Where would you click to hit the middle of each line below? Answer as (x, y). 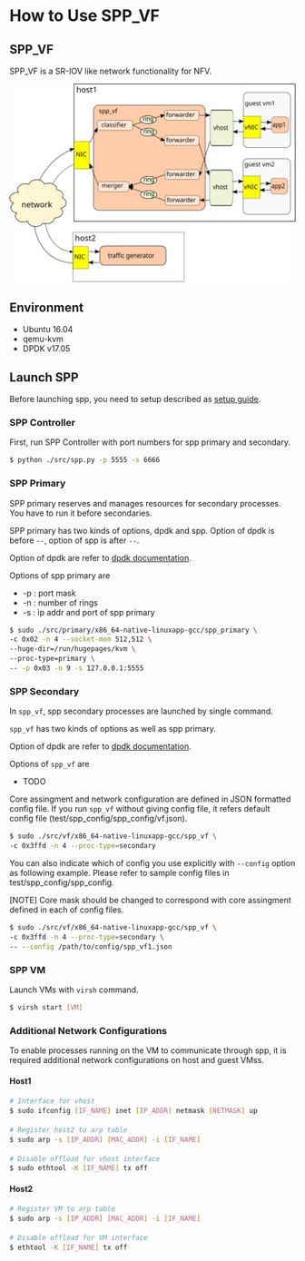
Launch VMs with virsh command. (74, 990)
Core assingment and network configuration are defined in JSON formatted (150, 799)
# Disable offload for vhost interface (85, 1158)
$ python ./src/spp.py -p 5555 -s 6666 (85, 460)
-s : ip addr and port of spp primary (89, 612)
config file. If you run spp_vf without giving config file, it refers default (140, 809)
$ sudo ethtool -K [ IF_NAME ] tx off (79, 1168)
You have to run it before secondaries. (81, 513)
